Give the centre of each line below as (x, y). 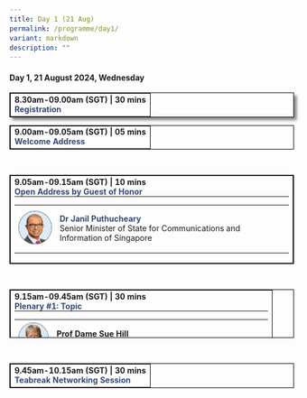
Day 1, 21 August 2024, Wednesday (77, 78)
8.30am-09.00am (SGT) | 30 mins (80, 100)
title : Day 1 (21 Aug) (52, 19)
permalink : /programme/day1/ (64, 28)
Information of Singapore (106, 238)
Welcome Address (50, 142)
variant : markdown (44, 38)
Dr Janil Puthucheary (100, 219)
